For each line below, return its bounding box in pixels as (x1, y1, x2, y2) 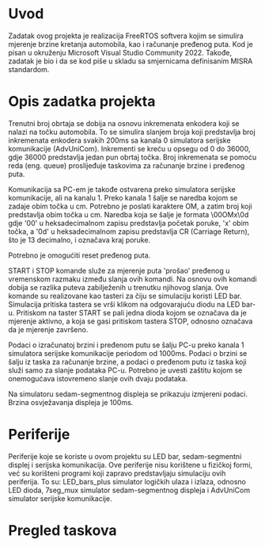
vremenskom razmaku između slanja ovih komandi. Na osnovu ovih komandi (8, 274, 257, 284)
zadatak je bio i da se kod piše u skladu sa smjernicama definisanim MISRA (8, 56, 253, 66)
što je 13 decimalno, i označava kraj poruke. (8, 235, 151, 244)
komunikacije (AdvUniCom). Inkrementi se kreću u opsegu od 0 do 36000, (8, 143, 251, 153)
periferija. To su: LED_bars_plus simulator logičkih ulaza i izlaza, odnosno (8, 476, 247, 486)
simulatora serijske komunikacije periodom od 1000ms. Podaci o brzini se (8, 348, 248, 358)
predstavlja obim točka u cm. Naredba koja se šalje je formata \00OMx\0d (8, 209, 249, 219)
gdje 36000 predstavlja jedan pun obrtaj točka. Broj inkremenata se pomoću (8, 152, 257, 162)
